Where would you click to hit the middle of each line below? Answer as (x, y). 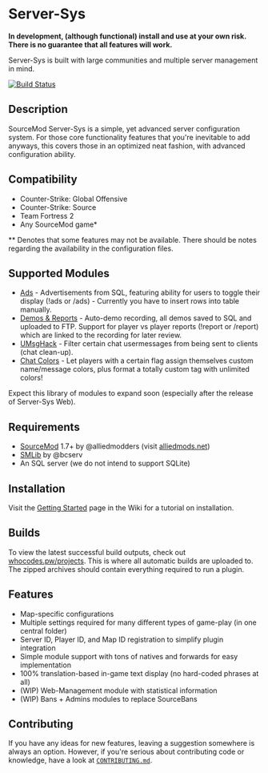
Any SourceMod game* (58, 224)
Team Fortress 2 (47, 215)
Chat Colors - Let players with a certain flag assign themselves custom (136, 360)
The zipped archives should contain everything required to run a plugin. (126, 569)
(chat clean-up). (46, 352)
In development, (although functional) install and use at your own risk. (127, 36)
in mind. (22, 68)
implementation (46, 665)
